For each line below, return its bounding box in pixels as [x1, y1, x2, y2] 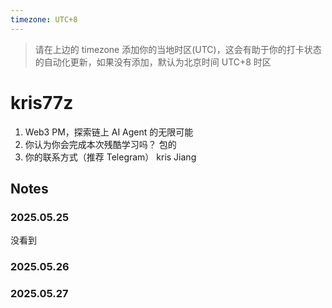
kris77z [10, 91, 74, 114]
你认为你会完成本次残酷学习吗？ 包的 [24, 138, 177, 150]
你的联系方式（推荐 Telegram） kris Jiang [24, 151, 197, 163]
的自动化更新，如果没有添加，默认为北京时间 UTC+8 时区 [34, 56, 272, 68]
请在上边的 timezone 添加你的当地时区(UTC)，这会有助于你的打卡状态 [34, 43, 322, 55]
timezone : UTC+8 [10, 14, 78, 25]
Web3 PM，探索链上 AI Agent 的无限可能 [24, 126, 194, 138]
